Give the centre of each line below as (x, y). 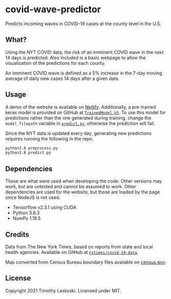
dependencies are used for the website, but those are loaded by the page (83, 192)
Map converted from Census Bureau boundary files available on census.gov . (86, 262)
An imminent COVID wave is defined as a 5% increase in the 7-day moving (84, 73)
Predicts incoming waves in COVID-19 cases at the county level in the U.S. (83, 24)
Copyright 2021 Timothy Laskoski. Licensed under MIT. (63, 290)
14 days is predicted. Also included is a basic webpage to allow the (76, 57)
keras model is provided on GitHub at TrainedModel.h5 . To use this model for (86, 112)
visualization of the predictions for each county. (55, 63)
